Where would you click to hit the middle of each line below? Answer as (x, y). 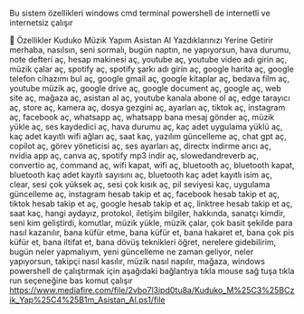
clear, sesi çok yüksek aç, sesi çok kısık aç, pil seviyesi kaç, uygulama (140, 184)
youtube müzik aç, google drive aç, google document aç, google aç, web (146, 88)
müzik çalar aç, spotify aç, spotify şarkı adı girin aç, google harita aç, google (152, 69)
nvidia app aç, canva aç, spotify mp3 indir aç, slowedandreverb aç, (134, 156)
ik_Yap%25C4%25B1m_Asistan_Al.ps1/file (87, 300)
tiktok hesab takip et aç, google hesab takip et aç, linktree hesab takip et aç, (151, 204)
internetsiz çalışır (41, 23)
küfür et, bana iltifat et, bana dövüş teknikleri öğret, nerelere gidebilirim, (143, 242)
